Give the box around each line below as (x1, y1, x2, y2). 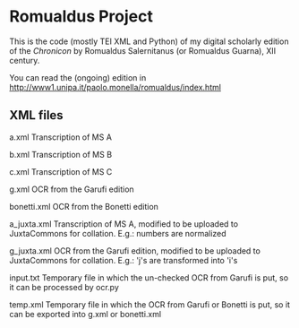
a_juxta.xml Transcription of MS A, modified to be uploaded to (9, 218, 239, 229)
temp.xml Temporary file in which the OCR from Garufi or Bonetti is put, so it (9, 298, 291, 310)
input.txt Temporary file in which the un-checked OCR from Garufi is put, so (9, 272, 289, 283)
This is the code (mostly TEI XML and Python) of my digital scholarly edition (9, 36, 289, 47)
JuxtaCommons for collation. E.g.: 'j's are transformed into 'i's (9, 255, 238, 265)
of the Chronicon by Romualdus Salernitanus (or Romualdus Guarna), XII (9, 45, 277, 56)
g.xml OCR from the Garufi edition (9, 184, 134, 194)
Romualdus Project (9, 6, 154, 27)
